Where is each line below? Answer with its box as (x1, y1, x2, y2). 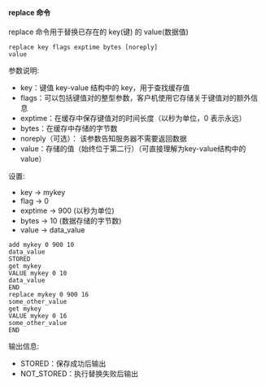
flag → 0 (20, 196, 49, 206)
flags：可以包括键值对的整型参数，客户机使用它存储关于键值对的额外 (20, 93, 251, 103)
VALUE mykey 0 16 (8, 312, 68, 320)
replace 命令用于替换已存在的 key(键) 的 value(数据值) (8, 27, 189, 37)
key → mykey (20, 188, 66, 197)
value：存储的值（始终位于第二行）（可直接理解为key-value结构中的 (20, 144, 246, 154)
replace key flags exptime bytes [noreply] (8, 43, 159, 52)
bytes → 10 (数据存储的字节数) (20, 216, 122, 226)
